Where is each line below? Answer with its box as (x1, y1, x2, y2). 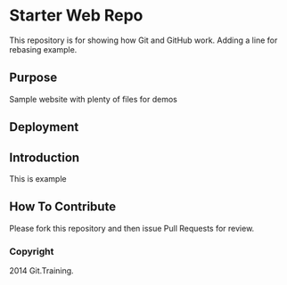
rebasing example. (9, 44, 78, 54)
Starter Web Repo (9, 5, 143, 26)
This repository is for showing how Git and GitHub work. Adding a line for (9, 35, 278, 45)
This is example (9, 173, 67, 183)
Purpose (9, 70, 58, 85)
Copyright (9, 245, 54, 257)
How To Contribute (9, 199, 117, 215)
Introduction (9, 150, 80, 165)
